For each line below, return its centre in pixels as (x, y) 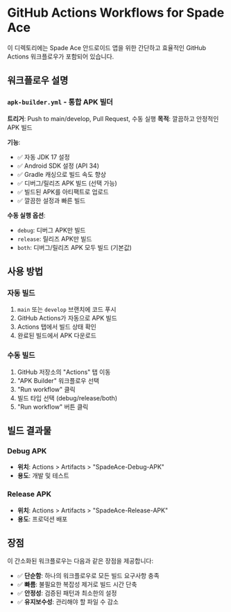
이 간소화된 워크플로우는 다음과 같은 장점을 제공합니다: (80, 561)
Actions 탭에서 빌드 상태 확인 (57, 327)
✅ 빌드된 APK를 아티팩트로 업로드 (63, 191)
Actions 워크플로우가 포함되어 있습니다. (61, 56)
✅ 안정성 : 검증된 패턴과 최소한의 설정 (67, 593)
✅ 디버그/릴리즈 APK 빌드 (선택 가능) (67, 183)
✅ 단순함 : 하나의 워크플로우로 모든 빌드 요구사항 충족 (88, 576)
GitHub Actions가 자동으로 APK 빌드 (67, 318)
